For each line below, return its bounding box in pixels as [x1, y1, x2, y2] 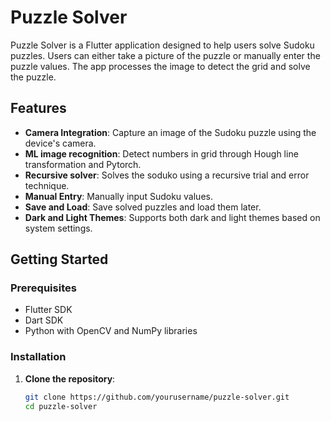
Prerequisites [10, 281, 77, 295]
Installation [10, 350, 67, 364]
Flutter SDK [24, 304, 73, 316]
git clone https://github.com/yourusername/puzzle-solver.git [24, 392, 290, 402]
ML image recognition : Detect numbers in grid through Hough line [24, 147, 299, 160]
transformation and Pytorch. [24, 158, 142, 170]
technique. [24, 179, 70, 191]
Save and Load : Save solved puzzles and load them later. [24, 201, 262, 213]
